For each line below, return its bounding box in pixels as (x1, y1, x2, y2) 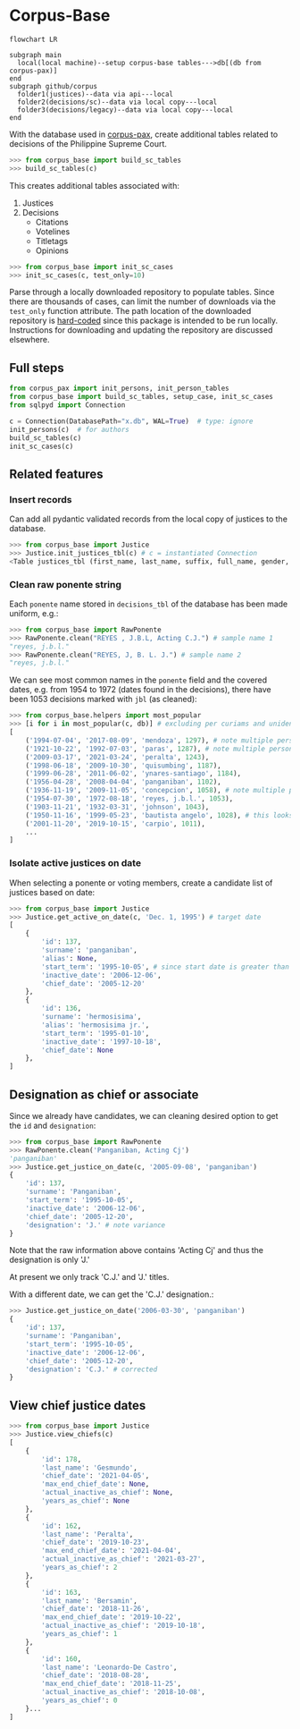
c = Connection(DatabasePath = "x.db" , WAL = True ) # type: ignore (9, 417, 254, 426)
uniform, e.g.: (9, 607, 59, 618)
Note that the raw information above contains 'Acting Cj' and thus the (9, 1245, 264, 1256)
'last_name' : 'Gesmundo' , (41, 1463, 138, 1472)
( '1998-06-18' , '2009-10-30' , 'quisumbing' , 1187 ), (25, 761, 221, 770)
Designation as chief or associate (9, 1087, 199, 1102)
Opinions (35, 245, 69, 256)
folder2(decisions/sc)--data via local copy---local (17, 97, 218, 106)
